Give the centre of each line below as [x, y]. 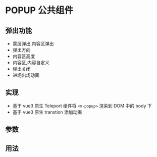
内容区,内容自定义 [31, 63]
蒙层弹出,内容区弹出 [33, 44]
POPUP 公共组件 [39, 10]
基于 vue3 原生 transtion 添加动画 [47, 112]
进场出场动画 [26, 75]
